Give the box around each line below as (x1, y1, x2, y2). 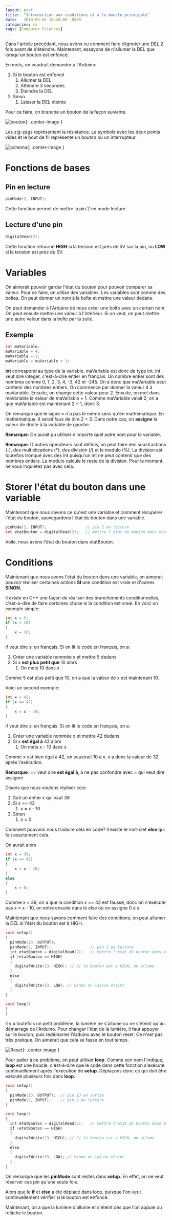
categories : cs (5, 22, 38, 27)
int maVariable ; (5, 344, 40, 350)
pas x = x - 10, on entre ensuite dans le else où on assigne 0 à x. (5, 905, 141, 911)
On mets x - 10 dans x (20, 744, 67, 750)
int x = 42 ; (5, 695, 31, 700)
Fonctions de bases (5, 162, 91, 174)
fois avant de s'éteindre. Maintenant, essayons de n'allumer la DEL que (5, 46, 155, 52)
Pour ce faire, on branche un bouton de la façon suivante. (5, 109, 127, 115)
